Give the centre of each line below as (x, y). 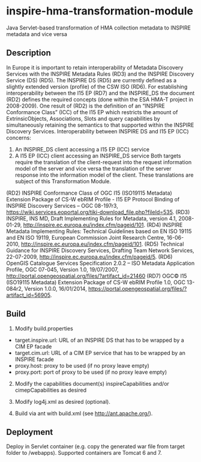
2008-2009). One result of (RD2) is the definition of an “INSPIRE (85, 106)
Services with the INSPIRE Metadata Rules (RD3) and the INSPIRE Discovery (100, 74)
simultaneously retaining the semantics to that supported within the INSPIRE (100, 125)
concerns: (19, 138)
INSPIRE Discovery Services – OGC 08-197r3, (62, 205)
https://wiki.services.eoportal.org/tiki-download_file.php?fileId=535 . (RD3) (98, 212)
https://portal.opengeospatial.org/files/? (137, 288)
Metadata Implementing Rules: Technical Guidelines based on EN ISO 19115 (99, 231)
